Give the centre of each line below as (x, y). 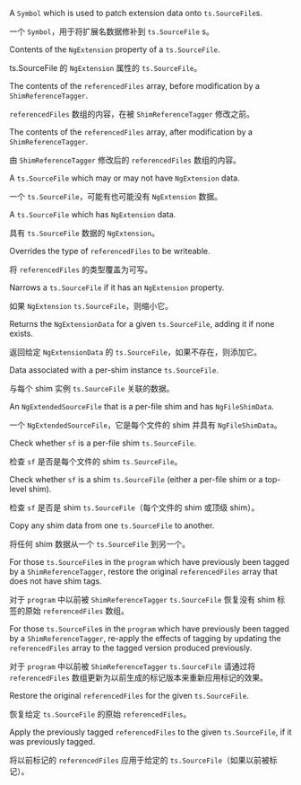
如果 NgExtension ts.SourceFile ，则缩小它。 (91, 306)
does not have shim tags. (56, 581)
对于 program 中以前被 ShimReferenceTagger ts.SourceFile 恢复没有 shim (142, 600)
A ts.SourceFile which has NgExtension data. (93, 214)
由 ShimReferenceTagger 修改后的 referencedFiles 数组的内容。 (125, 160)
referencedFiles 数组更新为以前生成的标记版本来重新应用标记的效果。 (139, 678)
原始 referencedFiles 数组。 (77, 611)
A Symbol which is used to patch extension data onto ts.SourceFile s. (136, 13)
